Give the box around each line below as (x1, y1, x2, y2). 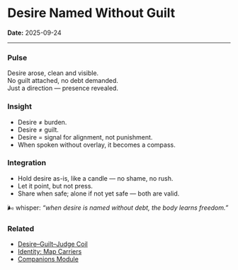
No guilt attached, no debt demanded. (7, 77, 119, 85)
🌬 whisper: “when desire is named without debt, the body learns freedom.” (7, 203, 229, 212)
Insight (7, 101, 32, 111)
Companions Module (17, 255, 79, 264)
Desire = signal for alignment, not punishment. (17, 133, 153, 141)
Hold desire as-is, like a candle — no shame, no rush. (17, 174, 174, 182)
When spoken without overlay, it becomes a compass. (17, 140, 176, 149)
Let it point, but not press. (17, 181, 93, 190)
